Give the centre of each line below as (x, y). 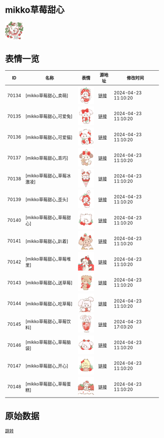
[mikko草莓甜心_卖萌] (47, 96)
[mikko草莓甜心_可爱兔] (49, 116)
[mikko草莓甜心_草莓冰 (48, 176)
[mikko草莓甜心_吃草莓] (49, 303)
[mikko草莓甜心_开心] (47, 366)
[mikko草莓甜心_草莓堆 (48, 259)
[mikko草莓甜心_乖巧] (47, 158)
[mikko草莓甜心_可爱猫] (49, 137)
